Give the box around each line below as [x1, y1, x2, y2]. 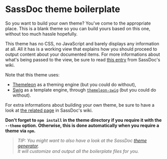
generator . [17, 142, 39, 149]
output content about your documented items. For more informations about [5, 51, 160, 57]
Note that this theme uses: [5, 71, 60, 77]
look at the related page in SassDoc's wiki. [5, 107, 93, 113]
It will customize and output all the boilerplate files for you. [17, 148, 139, 154]
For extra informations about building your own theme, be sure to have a [5, 102, 154, 108]
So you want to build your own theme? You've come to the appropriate [5, 20, 151, 26]
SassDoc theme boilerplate [5, 4, 120, 15]
